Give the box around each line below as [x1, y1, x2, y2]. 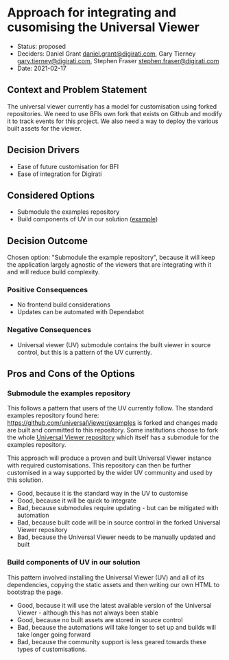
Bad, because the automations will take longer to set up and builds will [16, 623, 216, 631]
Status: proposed [16, 42, 67, 50]
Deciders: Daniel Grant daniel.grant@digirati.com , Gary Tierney [16, 49, 196, 58]
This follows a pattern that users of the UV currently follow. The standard [7, 404, 213, 412]
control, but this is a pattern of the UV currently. [16, 348, 152, 356]
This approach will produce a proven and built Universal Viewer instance [7, 454, 212, 462]
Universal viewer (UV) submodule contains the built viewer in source [16, 340, 211, 349]
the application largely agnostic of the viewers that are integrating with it [7, 261, 212, 269]
